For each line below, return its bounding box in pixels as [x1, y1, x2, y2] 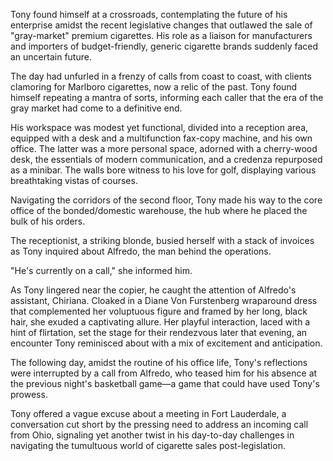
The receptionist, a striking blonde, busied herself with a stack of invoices [10, 235, 315, 246]
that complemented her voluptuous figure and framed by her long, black [10, 305, 308, 317]
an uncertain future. [10, 51, 92, 63]
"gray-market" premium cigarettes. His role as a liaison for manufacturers [10, 30, 313, 41]
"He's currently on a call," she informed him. [10, 265, 193, 276]
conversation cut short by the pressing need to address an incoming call [10, 419, 309, 430]
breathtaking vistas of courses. [10, 175, 138, 186]
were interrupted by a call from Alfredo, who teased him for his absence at [10, 367, 318, 379]
